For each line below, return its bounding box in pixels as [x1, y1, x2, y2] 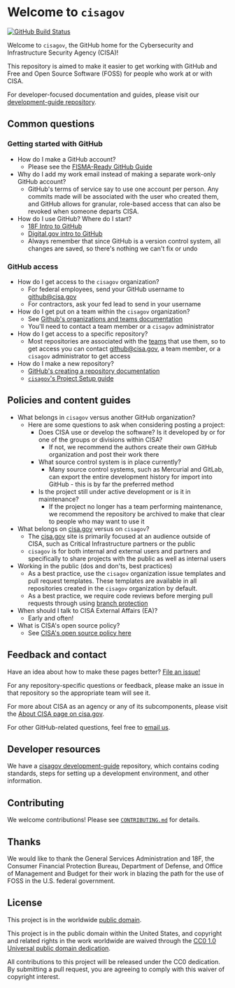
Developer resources [7, 743, 101, 755]
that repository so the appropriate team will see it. [7, 689, 151, 697]
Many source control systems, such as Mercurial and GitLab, [48, 465, 224, 473]
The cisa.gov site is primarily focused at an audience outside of [27, 532, 211, 540]
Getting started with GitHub [7, 139, 104, 149]
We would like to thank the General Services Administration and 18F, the [7, 854, 215, 863]
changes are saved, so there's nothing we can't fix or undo [27, 244, 198, 253]
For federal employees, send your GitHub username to [27, 285, 185, 293]
